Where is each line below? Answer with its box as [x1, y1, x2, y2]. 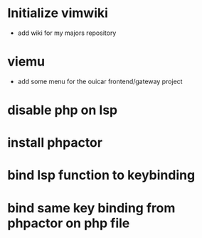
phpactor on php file [7, 215, 130, 231]
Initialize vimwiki [7, 5, 109, 21]
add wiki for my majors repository [17, 29, 117, 37]
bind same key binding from [7, 200, 176, 216]
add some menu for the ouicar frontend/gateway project [17, 77, 183, 86]
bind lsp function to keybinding [7, 167, 196, 183]
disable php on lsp [7, 102, 118, 118]
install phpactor [7, 135, 103, 151]
